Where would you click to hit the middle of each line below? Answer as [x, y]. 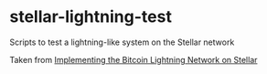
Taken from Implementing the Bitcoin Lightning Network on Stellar [133, 59]
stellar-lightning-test [91, 17]
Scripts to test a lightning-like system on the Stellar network [122, 42]
